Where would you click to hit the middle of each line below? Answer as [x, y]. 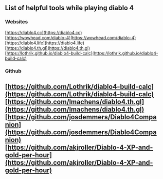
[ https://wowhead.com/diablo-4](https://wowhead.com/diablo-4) [71, 37]
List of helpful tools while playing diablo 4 [69, 8]
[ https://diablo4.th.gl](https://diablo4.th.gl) [47, 48]
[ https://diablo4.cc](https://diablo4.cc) [44, 32]
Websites [17, 22]
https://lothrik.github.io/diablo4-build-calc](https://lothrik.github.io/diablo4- [82, 53]
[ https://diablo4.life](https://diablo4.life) [45, 43]
